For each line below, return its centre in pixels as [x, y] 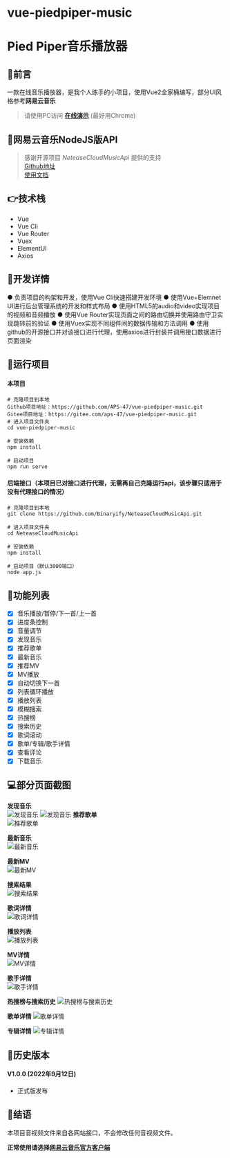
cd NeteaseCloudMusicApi [43, 534]
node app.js [24, 573]
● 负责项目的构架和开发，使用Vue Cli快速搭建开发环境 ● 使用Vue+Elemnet [114, 297]
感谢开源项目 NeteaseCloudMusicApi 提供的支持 [93, 158]
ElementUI [32, 248]
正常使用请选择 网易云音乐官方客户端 [59, 1147]
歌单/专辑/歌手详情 [44, 744]
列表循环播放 [35, 691]
